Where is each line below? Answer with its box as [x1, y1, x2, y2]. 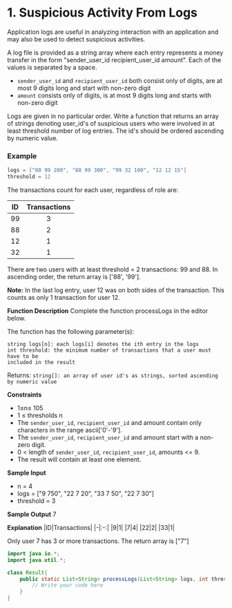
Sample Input [7, 468, 46, 477]
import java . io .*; [7, 550, 60, 557]
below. [7, 314, 26, 322]
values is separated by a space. [7, 63, 97, 71]
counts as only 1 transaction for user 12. [7, 293, 120, 301]
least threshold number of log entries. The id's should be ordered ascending [7, 126, 224, 135]
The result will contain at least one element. [17, 455, 142, 464]
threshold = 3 [17, 496, 56, 505]
